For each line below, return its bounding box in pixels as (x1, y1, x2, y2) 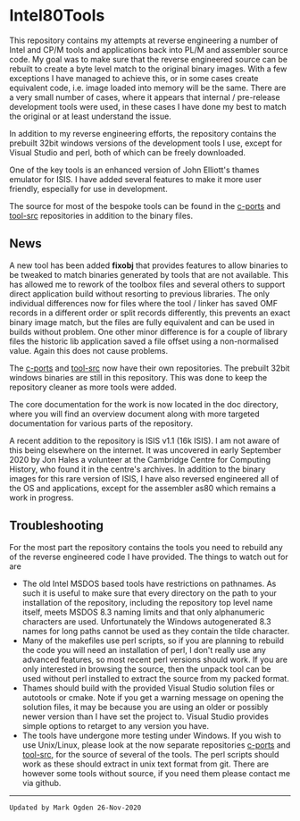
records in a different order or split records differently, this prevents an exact (9, 307, 291, 318)
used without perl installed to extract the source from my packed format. (21, 673, 290, 683)
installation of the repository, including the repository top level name (21, 597, 273, 607)
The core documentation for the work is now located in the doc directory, (9, 398, 279, 409)
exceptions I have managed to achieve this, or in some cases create (9, 72, 259, 83)
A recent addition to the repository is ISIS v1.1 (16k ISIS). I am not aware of (9, 435, 280, 446)
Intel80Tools (9, 5, 105, 26)
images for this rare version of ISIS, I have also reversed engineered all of (9, 473, 279, 483)
